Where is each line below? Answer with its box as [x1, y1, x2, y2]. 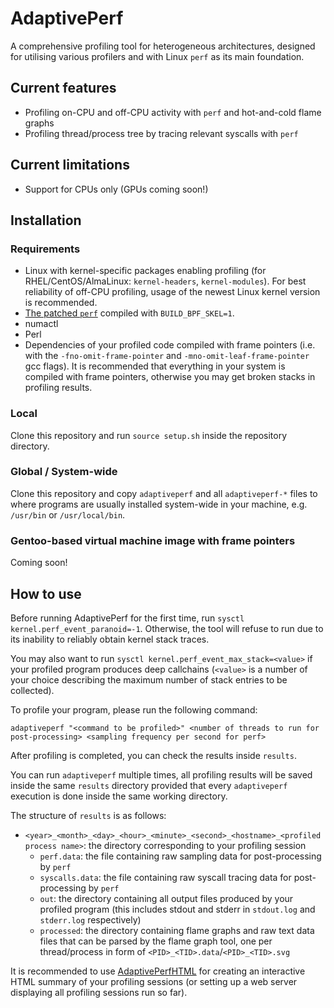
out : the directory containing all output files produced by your [39, 892, 294, 904]
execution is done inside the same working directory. [10, 790, 228, 802]
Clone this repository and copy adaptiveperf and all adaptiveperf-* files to [10, 487, 318, 499]
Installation [10, 212, 82, 229]
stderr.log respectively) [39, 913, 142, 926]
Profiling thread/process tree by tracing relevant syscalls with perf [24, 127, 299, 139]
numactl [24, 318, 59, 330]
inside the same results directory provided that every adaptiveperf [10, 779, 288, 791]
